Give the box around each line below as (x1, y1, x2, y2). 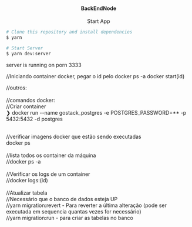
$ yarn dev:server (6, 51, 51, 56)
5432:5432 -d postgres (6, 115, 63, 122)
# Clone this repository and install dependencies (6, 29, 133, 35)
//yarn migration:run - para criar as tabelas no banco (6, 214, 133, 221)
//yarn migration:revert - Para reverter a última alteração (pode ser (6, 202, 167, 209)
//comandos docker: (6, 96, 55, 104)
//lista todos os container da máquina (6, 152, 96, 159)
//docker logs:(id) (6, 176, 48, 183)
